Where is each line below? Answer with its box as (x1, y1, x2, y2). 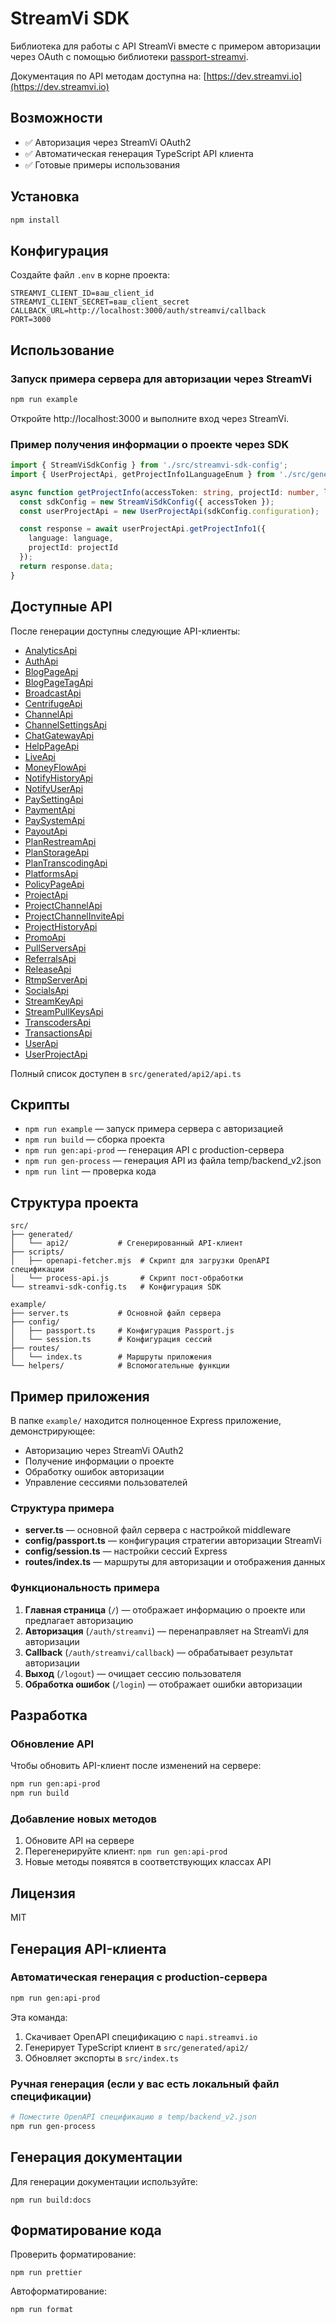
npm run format (10, 2305, 74, 2315)
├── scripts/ (10, 1247, 65, 1257)
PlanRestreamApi (24, 835, 97, 847)
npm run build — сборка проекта (24, 1133, 165, 1146)
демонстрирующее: (10, 1425, 96, 1437)
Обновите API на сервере (24, 1835, 135, 1847)
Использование (10, 342, 115, 359)
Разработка (10, 1707, 88, 1724)
